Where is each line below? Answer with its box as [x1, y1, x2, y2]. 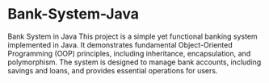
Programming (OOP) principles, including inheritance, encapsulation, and [7, 48, 251, 58]
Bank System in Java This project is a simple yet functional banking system [7, 31, 258, 41]
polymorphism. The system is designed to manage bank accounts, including [7, 57, 262, 67]
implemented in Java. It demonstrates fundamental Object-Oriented [7, 39, 233, 49]
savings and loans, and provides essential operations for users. [7, 65, 218, 75]
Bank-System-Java [7, 5, 139, 23]
